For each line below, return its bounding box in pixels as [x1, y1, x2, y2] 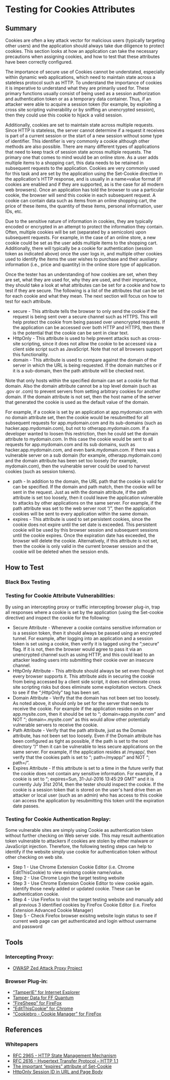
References [5, 1026, 43, 1034]
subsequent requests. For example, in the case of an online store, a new [5, 235, 156, 240]
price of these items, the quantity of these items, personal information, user [5, 203, 163, 209]
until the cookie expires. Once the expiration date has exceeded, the [12, 533, 156, 538]
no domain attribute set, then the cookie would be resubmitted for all [5, 415, 149, 420]
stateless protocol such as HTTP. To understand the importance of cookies [5, 80, 162, 85]
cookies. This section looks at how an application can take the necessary [5, 48, 158, 54]
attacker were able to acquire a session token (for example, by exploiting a [5, 101, 161, 107]
